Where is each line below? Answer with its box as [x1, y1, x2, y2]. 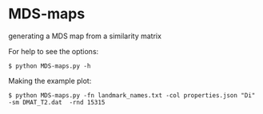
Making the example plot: [8, 76, 92, 85]
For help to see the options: [8, 46, 99, 56]
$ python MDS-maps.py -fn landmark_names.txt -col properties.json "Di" [8, 91, 256, 100]
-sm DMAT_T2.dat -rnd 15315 [8, 98, 106, 106]
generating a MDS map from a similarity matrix [8, 31, 162, 41]
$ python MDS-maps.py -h [8, 61, 91, 70]
